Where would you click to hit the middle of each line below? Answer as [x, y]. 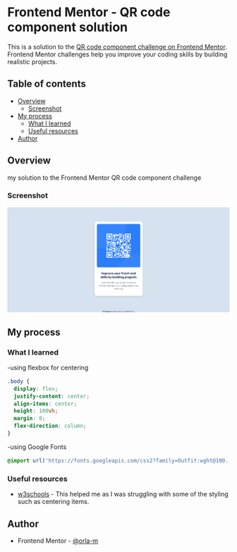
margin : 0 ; [30, 419]
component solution [68, 27]
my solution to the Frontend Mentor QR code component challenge [104, 178]
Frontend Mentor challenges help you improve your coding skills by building [117, 54]
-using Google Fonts [37, 447]
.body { [19, 381]
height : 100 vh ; [36, 411]
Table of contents [47, 84]
